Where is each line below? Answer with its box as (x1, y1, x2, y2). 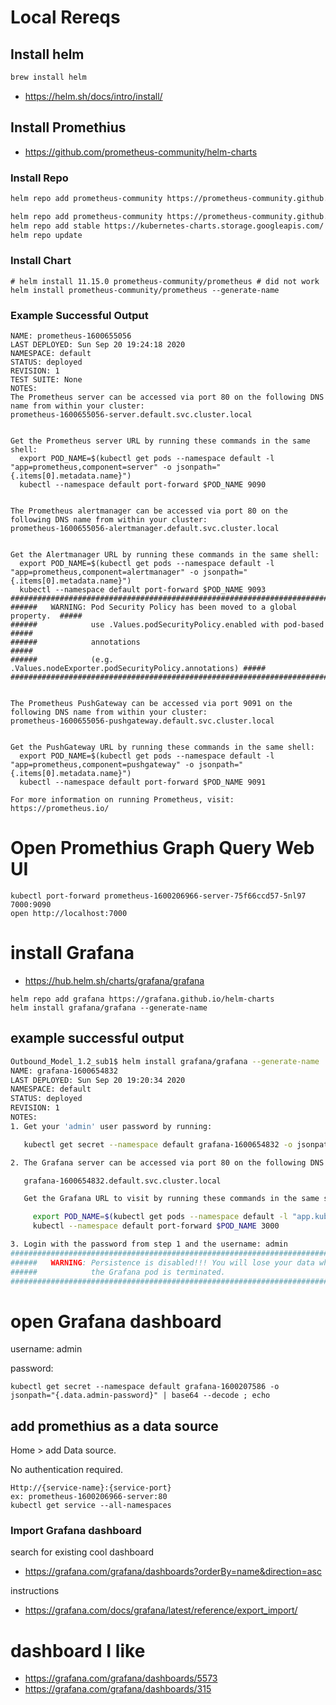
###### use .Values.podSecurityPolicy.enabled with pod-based (10, 620, 325, 630)
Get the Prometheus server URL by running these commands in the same (10, 436, 311, 446)
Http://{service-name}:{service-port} (10, 1483, 172, 1493)
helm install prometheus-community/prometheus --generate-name (10, 285, 280, 295)
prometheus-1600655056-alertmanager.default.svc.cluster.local (10, 524, 280, 534)
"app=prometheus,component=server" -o (10, 462, 172, 473)
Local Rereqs (10, 6, 121, 29)
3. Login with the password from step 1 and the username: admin (10, 1239, 288, 1250)
